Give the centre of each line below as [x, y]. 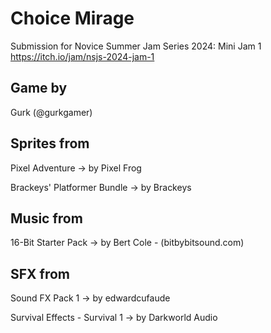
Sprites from [50, 143]
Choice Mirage [72, 18]
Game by [39, 88]
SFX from [40, 273]
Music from [46, 218]
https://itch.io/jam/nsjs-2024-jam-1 [82, 56]
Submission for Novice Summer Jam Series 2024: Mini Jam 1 [136, 46]
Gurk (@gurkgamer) [51, 112]
